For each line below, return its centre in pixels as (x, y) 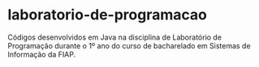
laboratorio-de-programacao (108, 15)
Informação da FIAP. (42, 54)
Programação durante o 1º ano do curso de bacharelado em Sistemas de (129, 45)
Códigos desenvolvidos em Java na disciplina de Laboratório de (115, 37)
